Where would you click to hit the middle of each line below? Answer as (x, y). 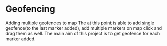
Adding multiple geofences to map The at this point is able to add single (80, 23)
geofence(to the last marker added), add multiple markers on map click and (84, 28)
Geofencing (30, 9)
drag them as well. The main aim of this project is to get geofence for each (83, 33)
